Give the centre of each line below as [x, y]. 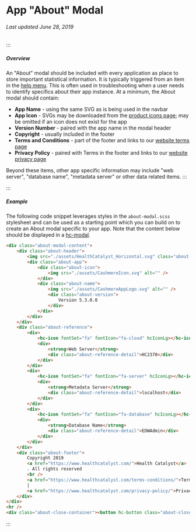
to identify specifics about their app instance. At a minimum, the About [91, 92]
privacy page [30, 159]
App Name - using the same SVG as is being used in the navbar [91, 110]
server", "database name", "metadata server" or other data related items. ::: [97, 177]
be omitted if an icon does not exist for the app [71, 122]
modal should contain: [33, 98]
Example [17, 201]
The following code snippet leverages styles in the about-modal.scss [88, 216]
